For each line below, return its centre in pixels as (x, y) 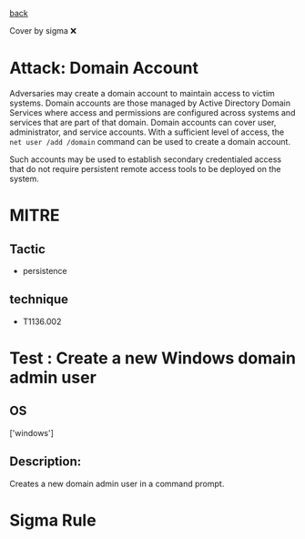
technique (39, 300)
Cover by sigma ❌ (43, 31)
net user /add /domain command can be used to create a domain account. (150, 141)
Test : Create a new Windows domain (152, 358)
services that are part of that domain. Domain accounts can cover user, (143, 122)
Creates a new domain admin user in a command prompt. (117, 483)
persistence (45, 270)
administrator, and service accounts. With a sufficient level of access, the (147, 132)
